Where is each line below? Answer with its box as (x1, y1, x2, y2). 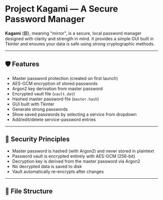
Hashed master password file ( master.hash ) (12, 96, 99, 102)
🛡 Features (5, 60, 40, 68)
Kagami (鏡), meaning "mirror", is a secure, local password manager (5, 30, 142, 36)
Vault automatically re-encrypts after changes (12, 169, 104, 174)
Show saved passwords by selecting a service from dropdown (12, 111, 137, 117)
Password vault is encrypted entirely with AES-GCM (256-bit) (12, 153, 135, 159)
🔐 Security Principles (5, 135, 70, 143)
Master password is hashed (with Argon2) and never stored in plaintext (12, 148, 154, 154)
